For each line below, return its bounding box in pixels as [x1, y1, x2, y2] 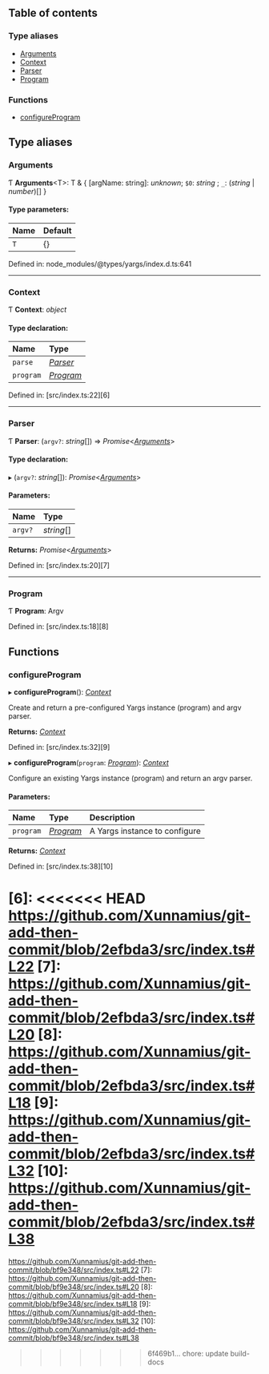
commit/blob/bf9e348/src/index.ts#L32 [8, 1316, 139, 1326]
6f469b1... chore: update [147, 1349, 229, 1359]
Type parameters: [8, 204, 70, 215]
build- [230, 1349, 251, 1359]
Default [42, 224, 72, 236]
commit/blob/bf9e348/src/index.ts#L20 [8, 1282, 140, 1292]
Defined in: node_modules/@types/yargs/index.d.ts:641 [8, 259, 192, 268]
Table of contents [8, 6, 98, 20]
